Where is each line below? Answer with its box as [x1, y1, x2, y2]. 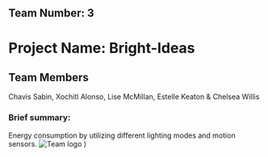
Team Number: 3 [8, 6, 94, 20]
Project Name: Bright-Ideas [8, 39, 195, 57]
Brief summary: [8, 112, 71, 123]
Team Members [8, 70, 89, 84]
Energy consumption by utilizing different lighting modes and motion [8, 130, 236, 140]
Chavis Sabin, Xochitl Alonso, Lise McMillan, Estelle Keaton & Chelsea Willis [8, 92, 260, 101]
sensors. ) [8, 138, 87, 148]
